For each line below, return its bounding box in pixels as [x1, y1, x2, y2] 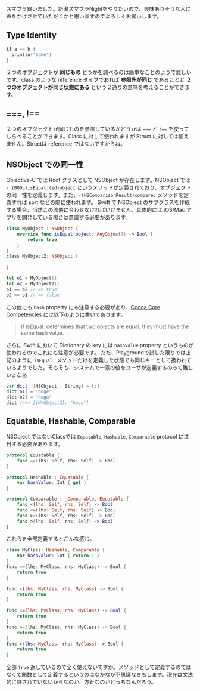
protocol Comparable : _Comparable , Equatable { [6, 496, 129, 502]
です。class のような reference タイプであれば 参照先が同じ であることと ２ [6, 76, 192, 84]
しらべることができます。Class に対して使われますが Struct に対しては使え [6, 133, 189, 140]
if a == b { [6, 46, 36, 52]
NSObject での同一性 [6, 159, 84, 169]
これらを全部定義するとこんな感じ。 [6, 535, 95, 542]
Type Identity [6, 30, 57, 41]
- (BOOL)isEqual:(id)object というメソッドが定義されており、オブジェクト [6, 184, 192, 191]
